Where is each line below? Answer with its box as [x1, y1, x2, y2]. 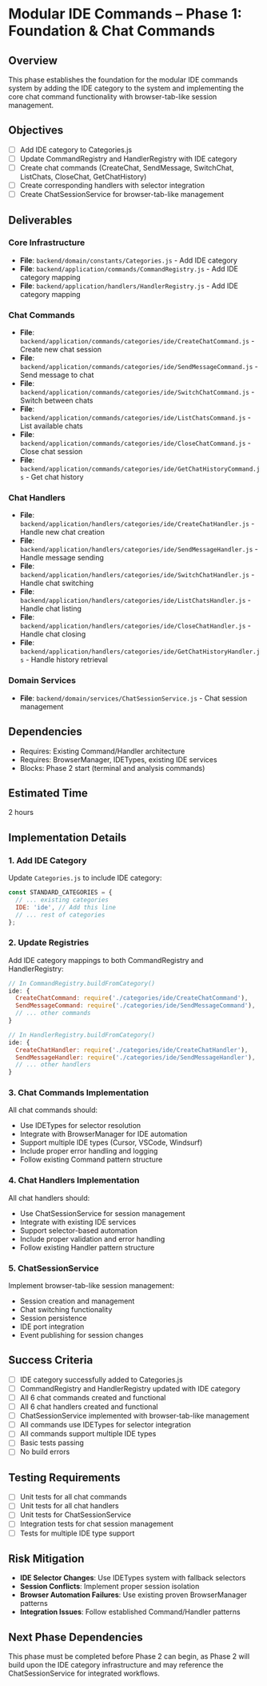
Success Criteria [8, 1354, 94, 1367]
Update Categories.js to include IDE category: [8, 873, 162, 883]
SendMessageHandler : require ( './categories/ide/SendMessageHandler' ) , [15, 1054, 256, 1062]
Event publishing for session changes [19, 1331, 144, 1340]
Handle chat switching [19, 578, 94, 588]
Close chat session [19, 447, 83, 456]
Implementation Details [8, 830, 127, 845]
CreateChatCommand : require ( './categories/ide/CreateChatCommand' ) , [15, 994, 249, 1002]
